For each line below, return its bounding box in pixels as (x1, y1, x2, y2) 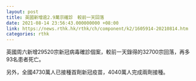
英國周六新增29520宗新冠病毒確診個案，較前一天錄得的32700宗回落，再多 (6, 49, 190, 56)
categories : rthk (6, 31, 50, 37)
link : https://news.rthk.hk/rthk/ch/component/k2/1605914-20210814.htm (6, 25, 188, 32)
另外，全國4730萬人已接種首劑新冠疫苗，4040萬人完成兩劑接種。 (6, 68, 169, 76)
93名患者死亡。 (6, 56, 45, 63)
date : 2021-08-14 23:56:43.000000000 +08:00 (6, 20, 119, 26)
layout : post (6, 8, 39, 15)
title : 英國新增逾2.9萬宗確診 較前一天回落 (6, 14, 105, 20)
